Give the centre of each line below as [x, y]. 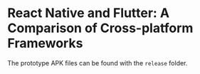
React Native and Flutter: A [88, 13]
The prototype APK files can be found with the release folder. [98, 63]
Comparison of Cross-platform [100, 28]
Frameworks [45, 43]
